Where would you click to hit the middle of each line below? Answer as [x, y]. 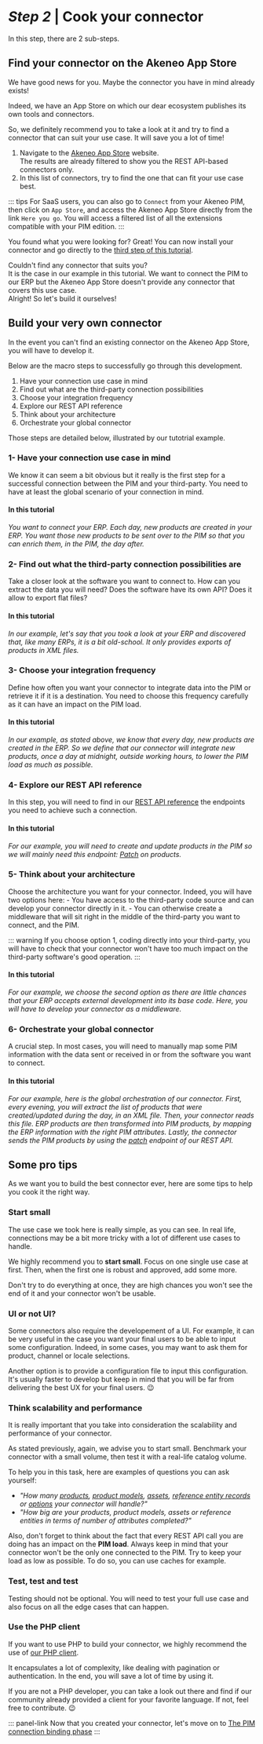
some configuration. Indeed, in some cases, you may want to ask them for [128, 1347]
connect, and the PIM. [44, 925]
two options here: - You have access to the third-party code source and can [131, 899]
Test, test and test [43, 1582]
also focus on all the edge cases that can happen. [89, 1607]
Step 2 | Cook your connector [106, 17]
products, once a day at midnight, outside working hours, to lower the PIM [128, 757]
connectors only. [47, 170]
